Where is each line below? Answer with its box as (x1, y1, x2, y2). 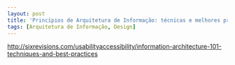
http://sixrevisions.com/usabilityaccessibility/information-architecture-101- (7, 43, 222, 51)
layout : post (7, 10, 45, 17)
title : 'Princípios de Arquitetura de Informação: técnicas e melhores (7, 17, 220, 24)
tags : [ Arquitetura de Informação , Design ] (7, 23, 136, 30)
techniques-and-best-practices (7, 50, 98, 58)
